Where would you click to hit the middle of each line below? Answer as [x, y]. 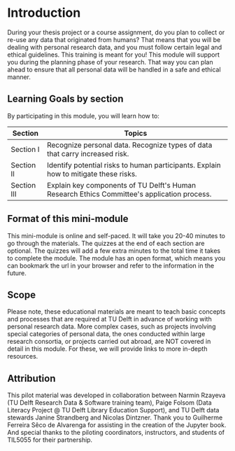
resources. [23, 356]
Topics [136, 133]
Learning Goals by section [65, 99]
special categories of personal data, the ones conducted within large [106, 334]
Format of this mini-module [68, 219]
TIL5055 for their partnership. [50, 440]
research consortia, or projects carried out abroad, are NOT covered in [109, 342]
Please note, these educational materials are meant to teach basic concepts [116, 312]
